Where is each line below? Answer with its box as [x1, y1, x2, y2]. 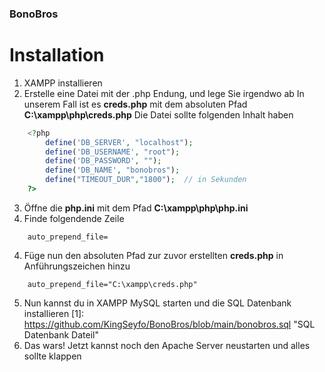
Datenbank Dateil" [23, 328, 99, 341]
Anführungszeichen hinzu [23, 260, 131, 272]
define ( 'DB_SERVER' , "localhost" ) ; [45, 137, 194, 147]
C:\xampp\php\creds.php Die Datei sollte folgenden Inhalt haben [23, 108, 294, 121]
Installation [9, 44, 105, 67]
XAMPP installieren [23, 77, 103, 89]
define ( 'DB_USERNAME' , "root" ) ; [45, 147, 181, 157]
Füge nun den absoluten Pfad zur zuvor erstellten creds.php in [23, 249, 284, 261]
